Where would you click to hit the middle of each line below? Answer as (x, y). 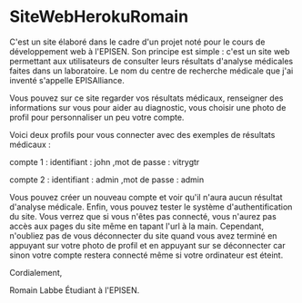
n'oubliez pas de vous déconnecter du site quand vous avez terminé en (143, 235)
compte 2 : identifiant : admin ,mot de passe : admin (107, 180)
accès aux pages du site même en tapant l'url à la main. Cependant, (136, 226)
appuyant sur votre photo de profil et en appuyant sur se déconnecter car (147, 245)
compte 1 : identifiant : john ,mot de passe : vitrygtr (105, 161)
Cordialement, (36, 272)
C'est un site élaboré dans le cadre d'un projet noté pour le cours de (137, 42)
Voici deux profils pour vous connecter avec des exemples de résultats (142, 134)
